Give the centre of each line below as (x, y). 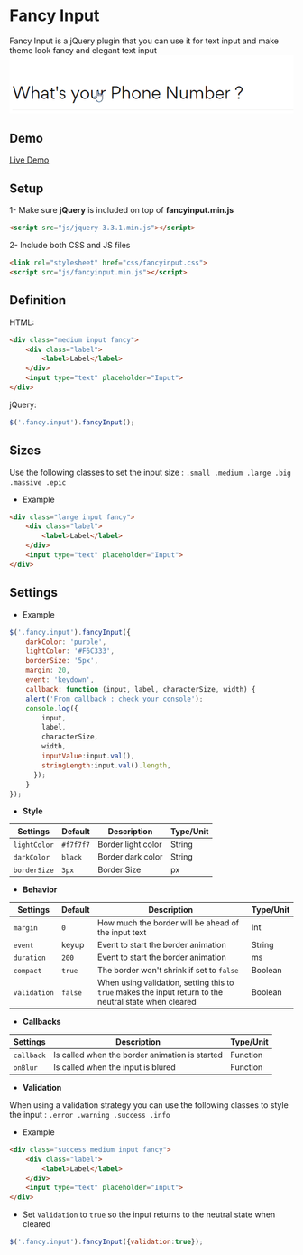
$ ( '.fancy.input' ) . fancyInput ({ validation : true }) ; (106, 1242)
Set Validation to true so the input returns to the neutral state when (149, 1214)
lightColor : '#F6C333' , (70, 651)
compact (28, 971)
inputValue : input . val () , (88, 756)
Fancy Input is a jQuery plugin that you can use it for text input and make (144, 41)
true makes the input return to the (161, 992)
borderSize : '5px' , (62, 661)
